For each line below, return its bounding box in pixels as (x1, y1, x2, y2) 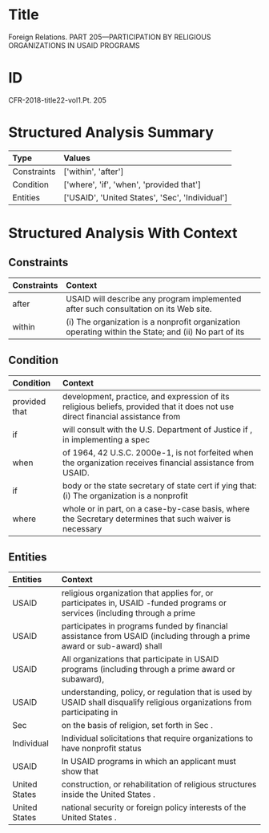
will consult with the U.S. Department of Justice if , (62, 423, 253, 435)
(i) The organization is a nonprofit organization (66, 316, 241, 327)
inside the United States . (61, 789, 156, 800)
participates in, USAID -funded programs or (61, 597, 227, 609)
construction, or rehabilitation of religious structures (61, 779, 257, 791)
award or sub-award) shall (61, 641, 163, 652)
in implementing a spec (62, 434, 151, 445)
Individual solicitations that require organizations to (61, 733, 254, 744)
